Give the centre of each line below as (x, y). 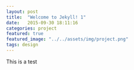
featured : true (25, 34)
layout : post (22, 12)
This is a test (22, 61)
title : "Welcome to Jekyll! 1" (46, 17)
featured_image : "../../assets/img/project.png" (67, 39)
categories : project (32, 28)
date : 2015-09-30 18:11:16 (42, 23)
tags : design (22, 45)
